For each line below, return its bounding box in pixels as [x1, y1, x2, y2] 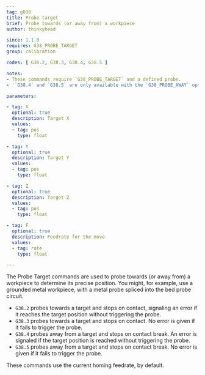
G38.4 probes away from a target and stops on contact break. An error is [15, 330, 197, 338]
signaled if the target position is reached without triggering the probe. [15, 337, 190, 344]
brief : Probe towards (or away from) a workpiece [6, 20, 135, 26]
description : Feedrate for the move [12, 234, 105, 240]
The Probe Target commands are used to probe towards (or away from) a [6, 273, 191, 280]
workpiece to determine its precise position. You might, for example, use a [6, 280, 193, 287]
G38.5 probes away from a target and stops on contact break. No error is [15, 343, 198, 351]
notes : [6, 70, 23, 76]
